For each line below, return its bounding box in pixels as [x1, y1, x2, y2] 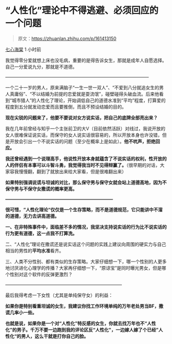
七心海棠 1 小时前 [5, 46, 41, 52]
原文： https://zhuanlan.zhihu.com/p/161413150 [17, 35, 117, 42]
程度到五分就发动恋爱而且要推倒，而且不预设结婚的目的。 [5, 104, 126, 110]
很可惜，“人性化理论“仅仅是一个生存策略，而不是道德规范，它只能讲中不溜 [5, 206, 163, 213]
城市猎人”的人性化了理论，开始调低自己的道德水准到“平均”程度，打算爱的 [12, 97, 166, 103]
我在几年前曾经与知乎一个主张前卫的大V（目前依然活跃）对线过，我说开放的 [5, 125, 165, 131]
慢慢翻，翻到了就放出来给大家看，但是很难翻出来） [18, 168, 126, 174]
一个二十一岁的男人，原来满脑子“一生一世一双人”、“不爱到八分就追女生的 [5, 84, 160, 90]
